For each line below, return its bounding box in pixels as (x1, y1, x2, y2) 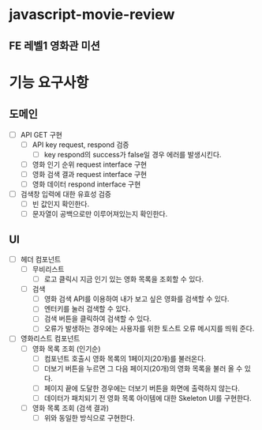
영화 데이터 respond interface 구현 (32, 179, 141, 189)
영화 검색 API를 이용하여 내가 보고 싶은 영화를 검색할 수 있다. (43, 294, 230, 304)
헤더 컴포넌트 (20, 255, 62, 264)
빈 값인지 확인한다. (32, 199, 90, 209)
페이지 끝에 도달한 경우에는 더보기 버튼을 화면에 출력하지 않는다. (43, 383, 240, 393)
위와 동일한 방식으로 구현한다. (43, 413, 135, 422)
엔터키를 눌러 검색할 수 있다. (43, 304, 131, 314)
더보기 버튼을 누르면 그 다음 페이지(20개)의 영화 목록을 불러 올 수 (43, 364, 243, 373)
